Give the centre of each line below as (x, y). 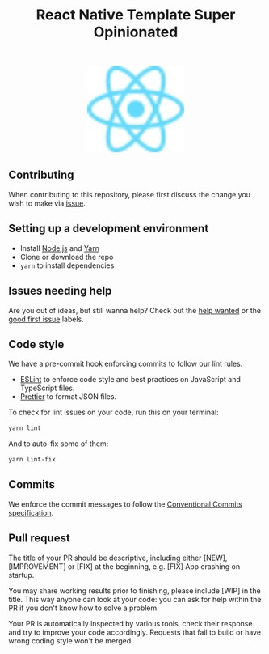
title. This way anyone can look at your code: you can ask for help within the (135, 599)
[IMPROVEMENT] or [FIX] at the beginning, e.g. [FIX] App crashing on (124, 566)
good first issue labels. (46, 319)
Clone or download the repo (67, 257)
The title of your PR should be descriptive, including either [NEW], (118, 558)
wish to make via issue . (47, 203)
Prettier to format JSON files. (68, 397)
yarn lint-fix (32, 460)
